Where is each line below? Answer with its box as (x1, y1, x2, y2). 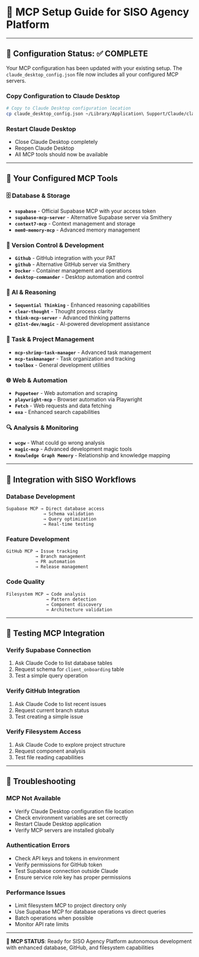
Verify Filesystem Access (6, 728, 82, 736)
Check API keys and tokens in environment (14, 855, 120, 862)
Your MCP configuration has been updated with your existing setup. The (6, 65, 182, 72)
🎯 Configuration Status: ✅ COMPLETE (6, 49, 148, 59)
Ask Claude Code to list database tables (14, 660, 113, 667)
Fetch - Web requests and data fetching (14, 402, 112, 409)
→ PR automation (35, 559, 76, 565)
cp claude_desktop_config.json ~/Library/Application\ (6, 111, 145, 117)
